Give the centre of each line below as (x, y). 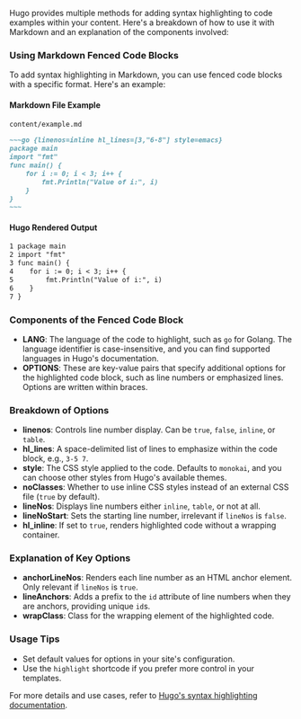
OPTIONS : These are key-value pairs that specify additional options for (154, 368)
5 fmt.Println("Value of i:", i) (86, 280)
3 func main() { (40, 263)
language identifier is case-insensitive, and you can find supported (146, 349)
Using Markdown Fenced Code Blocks (94, 55)
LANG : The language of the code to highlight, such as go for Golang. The (157, 339)
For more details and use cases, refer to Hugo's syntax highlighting (133, 695)
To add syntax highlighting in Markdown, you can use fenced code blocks (146, 75)
